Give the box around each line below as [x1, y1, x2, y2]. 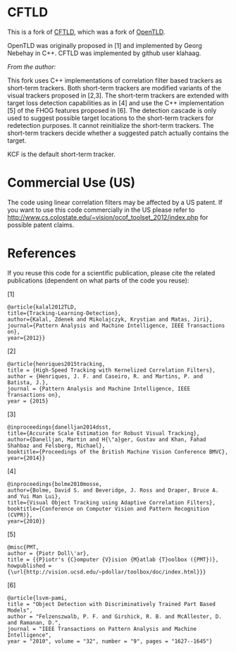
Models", [7, 607, 33, 614]
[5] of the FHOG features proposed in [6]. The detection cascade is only [7, 106, 217, 114]
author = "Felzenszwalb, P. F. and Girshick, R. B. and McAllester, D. [7, 612, 222, 620]
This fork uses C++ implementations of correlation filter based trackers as [7, 76, 223, 85]
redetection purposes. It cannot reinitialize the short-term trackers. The [7, 121, 214, 129]
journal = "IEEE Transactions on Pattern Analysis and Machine [7, 625, 197, 632]
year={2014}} [7, 454, 46, 461]
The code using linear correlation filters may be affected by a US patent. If [7, 198, 223, 206]
